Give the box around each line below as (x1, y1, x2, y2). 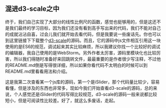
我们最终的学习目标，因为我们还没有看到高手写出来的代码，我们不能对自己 (9, 25, 161, 31)
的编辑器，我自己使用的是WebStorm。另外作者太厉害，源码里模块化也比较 (5, 50, 157, 55)
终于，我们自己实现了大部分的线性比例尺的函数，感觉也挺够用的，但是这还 (5, 19, 157, 25)
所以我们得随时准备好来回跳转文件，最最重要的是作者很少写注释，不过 (13, 56, 157, 62)
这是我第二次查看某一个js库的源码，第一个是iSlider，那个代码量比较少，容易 (5, 79, 160, 85)
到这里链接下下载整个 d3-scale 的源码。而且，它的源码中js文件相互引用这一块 (5, 37, 161, 43)
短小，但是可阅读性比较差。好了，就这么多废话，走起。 (5, 97, 118, 103)
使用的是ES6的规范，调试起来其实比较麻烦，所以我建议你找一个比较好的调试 (5, 44, 161, 50)
